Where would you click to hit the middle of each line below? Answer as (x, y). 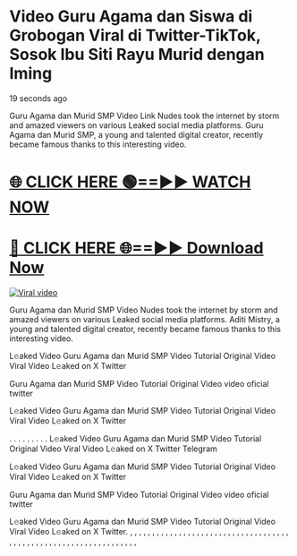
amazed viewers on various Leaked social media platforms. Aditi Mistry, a (144, 320)
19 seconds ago (38, 98)
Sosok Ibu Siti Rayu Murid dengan (137, 55)
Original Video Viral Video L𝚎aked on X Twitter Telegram (113, 449)
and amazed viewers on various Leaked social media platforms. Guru (136, 125)
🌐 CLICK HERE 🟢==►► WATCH (130, 182)
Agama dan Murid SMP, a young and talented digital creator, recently (136, 134)
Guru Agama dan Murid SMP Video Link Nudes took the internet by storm (144, 115)
